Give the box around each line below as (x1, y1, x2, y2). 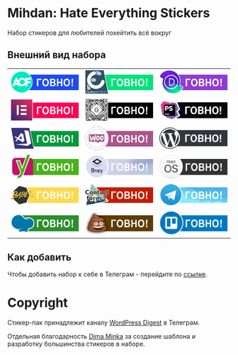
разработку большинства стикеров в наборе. (7, 339, 145, 349)
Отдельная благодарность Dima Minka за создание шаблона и (7, 332, 196, 341)
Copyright (7, 295, 69, 311)
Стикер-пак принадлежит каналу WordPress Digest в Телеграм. (7, 318, 200, 327)
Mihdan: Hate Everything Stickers (7, 5, 210, 21)
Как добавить (7, 251, 72, 263)
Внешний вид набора (7, 49, 106, 61)
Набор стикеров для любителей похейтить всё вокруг (7, 28, 172, 37)
